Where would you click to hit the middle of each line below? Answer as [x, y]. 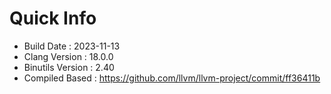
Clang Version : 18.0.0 [68, 56]
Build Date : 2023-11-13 [72, 46]
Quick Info [53, 18]
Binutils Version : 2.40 [69, 67]
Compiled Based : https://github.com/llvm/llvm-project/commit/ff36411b [172, 78]
